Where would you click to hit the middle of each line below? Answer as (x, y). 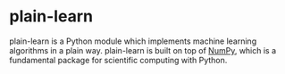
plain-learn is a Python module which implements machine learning (133, 41)
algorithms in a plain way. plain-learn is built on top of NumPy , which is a (143, 50)
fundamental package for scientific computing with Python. (118, 60)
